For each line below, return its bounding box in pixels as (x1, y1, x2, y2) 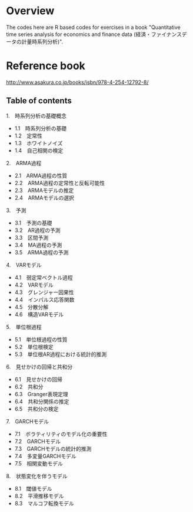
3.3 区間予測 (14, 234, 49, 241)
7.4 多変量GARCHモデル (14, 452, 76, 459)
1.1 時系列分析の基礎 (14, 125, 67, 132)
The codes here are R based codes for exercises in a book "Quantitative (6, 24, 181, 31)
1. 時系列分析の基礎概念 (6, 112, 66, 119)
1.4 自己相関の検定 (14, 146, 64, 154)
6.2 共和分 (14, 383, 44, 390)
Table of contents (6, 96, 72, 106)
